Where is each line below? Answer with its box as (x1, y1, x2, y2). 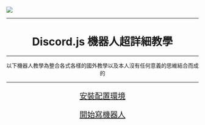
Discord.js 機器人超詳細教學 (32, 35, 173, 49)
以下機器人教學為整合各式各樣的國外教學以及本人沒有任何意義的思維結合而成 (6, 62, 199, 69)
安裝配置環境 (79, 91, 126, 101)
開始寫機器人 (79, 110, 126, 120)
